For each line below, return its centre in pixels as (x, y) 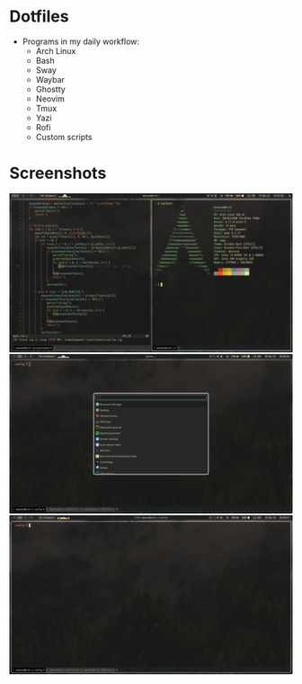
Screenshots (58, 173)
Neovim (50, 98)
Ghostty (50, 89)
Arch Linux (56, 50)
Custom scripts (64, 137)
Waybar (50, 79)
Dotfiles (39, 17)
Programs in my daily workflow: (81, 41)
